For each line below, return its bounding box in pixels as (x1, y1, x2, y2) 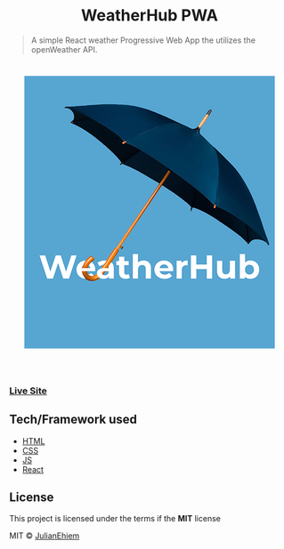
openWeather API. (30, 44, 98, 54)
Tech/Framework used (9, 412, 138, 427)
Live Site (9, 384, 47, 397)
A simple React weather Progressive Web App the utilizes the (30, 35, 256, 45)
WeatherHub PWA (81, 5, 218, 26)
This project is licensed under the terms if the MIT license (9, 513, 221, 524)
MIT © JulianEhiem (9, 530, 80, 541)
